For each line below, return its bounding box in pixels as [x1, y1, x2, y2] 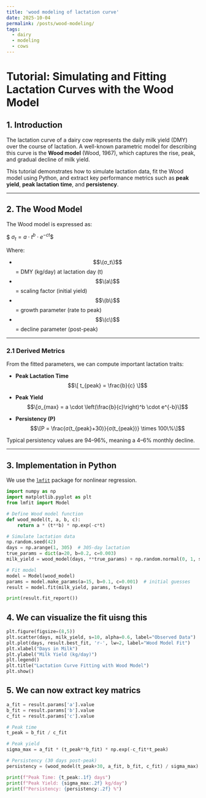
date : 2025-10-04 [6, 15, 51, 21]
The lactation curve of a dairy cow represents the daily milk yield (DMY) [6, 136, 188, 143]
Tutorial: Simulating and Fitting [6, 70, 167, 83]
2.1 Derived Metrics [6, 347, 66, 355]
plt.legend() [6, 657, 40, 663]
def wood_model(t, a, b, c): [6, 516, 81, 523]
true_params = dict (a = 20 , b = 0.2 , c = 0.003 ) [6, 550, 116, 557]
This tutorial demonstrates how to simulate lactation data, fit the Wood [6, 167, 184, 175]
